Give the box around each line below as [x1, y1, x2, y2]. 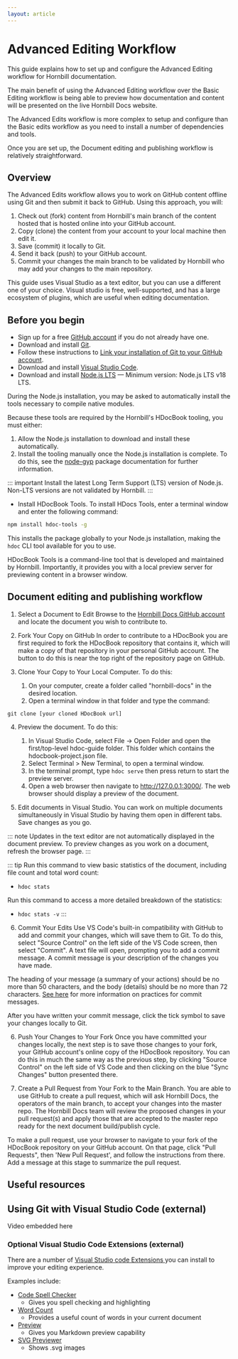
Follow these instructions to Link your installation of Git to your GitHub [17, 348, 222, 357]
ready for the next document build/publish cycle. [17, 1122, 161, 1130]
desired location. [28, 688, 78, 697]
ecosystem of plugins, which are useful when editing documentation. [7, 293, 210, 302]
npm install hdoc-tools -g [7, 521, 87, 529]
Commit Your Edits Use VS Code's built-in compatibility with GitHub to [17, 923, 224, 931]
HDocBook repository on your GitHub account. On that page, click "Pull [7, 1143, 216, 1152]
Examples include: [7, 1277, 61, 1286]
